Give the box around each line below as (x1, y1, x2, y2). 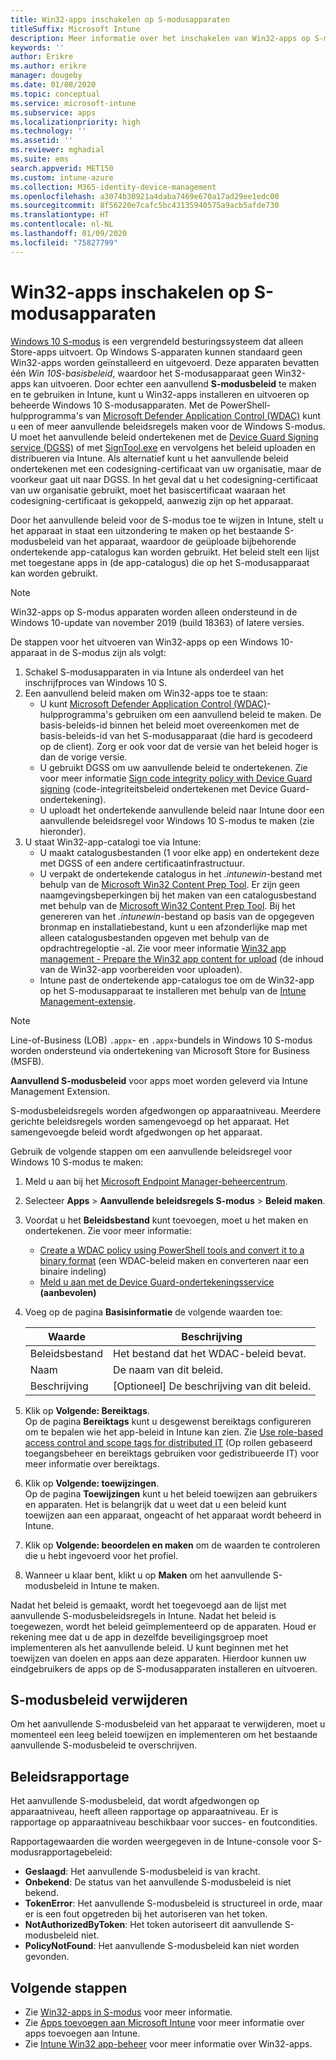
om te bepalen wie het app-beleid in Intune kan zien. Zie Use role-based (24, 1426, 324, 1438)
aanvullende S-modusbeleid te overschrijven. (10, 1739, 197, 1751)
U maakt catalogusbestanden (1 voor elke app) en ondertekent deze (39, 846, 320, 858)
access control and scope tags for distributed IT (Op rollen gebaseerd (24, 1436, 313, 1448)
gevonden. (24, 1951, 70, 1963)
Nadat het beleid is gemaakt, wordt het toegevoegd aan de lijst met (10, 1599, 287, 1611)
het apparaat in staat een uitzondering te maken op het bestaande (10, 524, 283, 536)
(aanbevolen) (39, 1286, 97, 1298)
